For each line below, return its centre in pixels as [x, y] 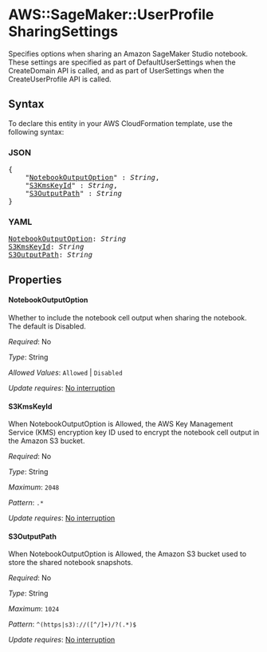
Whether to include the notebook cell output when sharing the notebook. [128, 317]
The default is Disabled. [47, 326]
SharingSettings [63, 31]
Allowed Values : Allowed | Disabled [65, 372]
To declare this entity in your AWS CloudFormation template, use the [120, 123]
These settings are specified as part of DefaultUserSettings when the [122, 62]
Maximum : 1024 [34, 609]
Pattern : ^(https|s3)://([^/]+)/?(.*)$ [73, 624]
